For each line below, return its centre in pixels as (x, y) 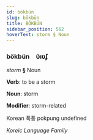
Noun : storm (22, 94)
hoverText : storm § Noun (38, 35)
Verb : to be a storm (31, 82)
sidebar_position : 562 (35, 29)
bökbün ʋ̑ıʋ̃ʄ (27, 57)
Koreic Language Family (37, 131)
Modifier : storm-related (36, 106)
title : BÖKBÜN (24, 23)
